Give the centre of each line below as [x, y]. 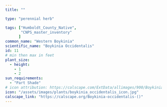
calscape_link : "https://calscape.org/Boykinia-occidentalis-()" [74, 97]
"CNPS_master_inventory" [46, 32]
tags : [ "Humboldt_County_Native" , [41, 28]
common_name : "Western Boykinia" [40, 42]
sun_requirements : [24, 78]
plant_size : [17, 60]
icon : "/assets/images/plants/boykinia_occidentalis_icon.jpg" [72, 92]
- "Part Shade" [25, 83]
